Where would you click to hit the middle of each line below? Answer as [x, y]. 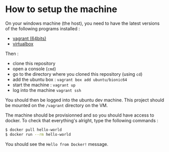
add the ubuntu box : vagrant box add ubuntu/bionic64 [70, 79]
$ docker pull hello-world [34, 130]
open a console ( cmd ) [34, 69]
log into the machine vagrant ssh [47, 90]
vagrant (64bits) [29, 38]
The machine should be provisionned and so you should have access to [80, 115]
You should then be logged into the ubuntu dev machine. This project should [85, 100]
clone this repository [34, 63]
